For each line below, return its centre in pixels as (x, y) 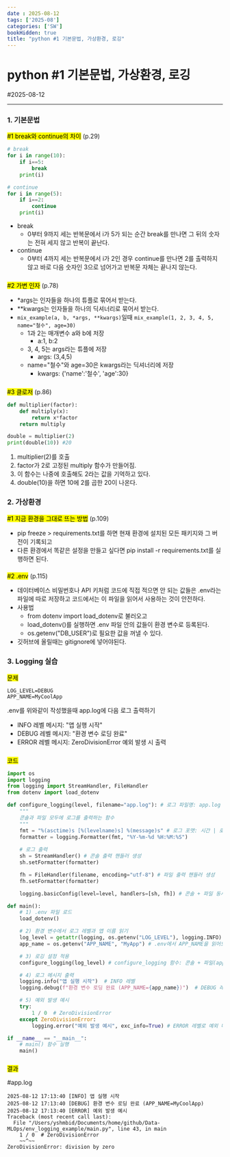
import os (21, 773)
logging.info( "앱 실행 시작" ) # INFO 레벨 (77, 982)
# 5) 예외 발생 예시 (44, 1000)
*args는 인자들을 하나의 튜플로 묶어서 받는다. (77, 300)
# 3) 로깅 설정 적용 (44, 956)
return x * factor (55, 417)
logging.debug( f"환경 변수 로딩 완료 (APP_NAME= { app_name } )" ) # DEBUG (118, 988)
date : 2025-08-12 (33, 13)
